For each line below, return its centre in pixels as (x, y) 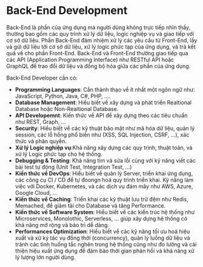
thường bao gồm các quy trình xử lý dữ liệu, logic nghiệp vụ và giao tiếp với (100, 33)
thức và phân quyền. (41, 141)
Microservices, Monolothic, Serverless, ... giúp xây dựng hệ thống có (101, 218)
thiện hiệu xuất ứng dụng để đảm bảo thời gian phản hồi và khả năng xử (105, 251)
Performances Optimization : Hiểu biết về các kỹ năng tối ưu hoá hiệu (102, 231)
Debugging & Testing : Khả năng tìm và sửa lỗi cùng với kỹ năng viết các (105, 160)
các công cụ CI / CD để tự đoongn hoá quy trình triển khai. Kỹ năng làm (104, 180)
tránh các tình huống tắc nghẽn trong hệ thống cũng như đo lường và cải (106, 244)
